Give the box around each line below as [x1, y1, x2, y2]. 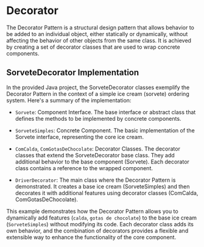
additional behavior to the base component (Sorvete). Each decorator [15, 158, 190, 165]
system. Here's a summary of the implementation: [6, 96, 132, 104]
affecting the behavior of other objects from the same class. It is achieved [6, 37, 192, 44]
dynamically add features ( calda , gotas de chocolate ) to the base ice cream [6, 214, 197, 221]
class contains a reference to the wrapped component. [15, 164, 153, 171]
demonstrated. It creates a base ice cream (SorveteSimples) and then [15, 182, 190, 190]
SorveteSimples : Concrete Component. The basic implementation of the [15, 126, 195, 134]
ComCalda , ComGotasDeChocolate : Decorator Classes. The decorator [15, 145, 181, 152]
